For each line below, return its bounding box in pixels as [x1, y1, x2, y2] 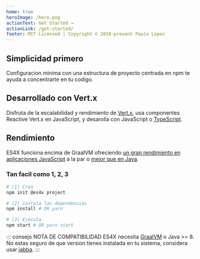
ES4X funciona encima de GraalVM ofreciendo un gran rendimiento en [6, 148, 181, 156]
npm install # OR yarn [6, 206, 63, 212]
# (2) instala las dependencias [6, 200, 87, 206]
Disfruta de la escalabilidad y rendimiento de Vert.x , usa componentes [6, 109, 180, 116]
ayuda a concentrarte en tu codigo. [6, 76, 94, 83]
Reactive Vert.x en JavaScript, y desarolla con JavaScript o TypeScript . [6, 115, 183, 123]
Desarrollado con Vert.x [6, 93, 97, 103]
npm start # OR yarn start [6, 222, 74, 228]
